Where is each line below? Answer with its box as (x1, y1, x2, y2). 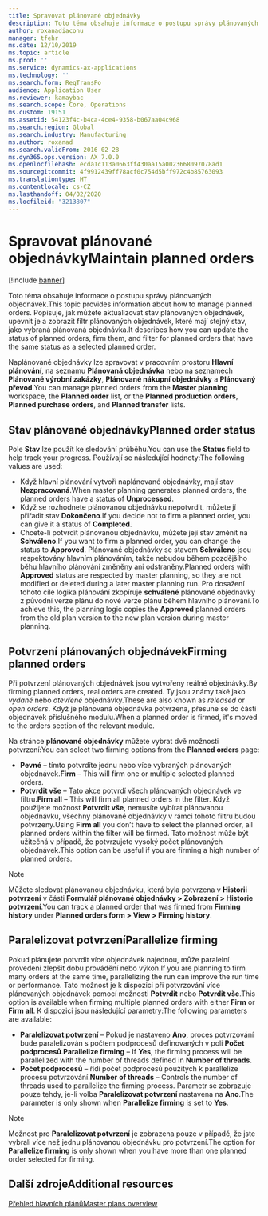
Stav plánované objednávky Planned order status (8, 423, 256, 437)
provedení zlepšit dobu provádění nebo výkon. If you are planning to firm (8, 963, 246, 973)
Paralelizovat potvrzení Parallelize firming (8, 934, 218, 947)
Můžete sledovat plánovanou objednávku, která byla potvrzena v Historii (8, 885, 247, 894)
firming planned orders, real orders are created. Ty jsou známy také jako (8, 687, 246, 697)
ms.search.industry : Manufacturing (8, 130, 127, 138)
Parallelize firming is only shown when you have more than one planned (8, 1146, 247, 1155)
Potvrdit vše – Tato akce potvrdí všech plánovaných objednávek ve (19, 786, 242, 796)
